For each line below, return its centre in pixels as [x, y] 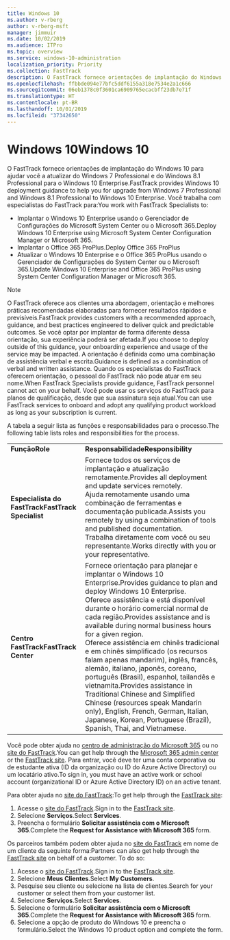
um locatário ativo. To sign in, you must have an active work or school [104, 774]
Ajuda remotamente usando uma [138, 494]
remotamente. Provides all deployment [146, 477]
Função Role [30, 448]
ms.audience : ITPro [35, 45]
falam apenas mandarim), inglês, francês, [152, 660]
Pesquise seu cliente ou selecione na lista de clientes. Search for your [115, 886]
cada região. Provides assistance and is [148, 616]
